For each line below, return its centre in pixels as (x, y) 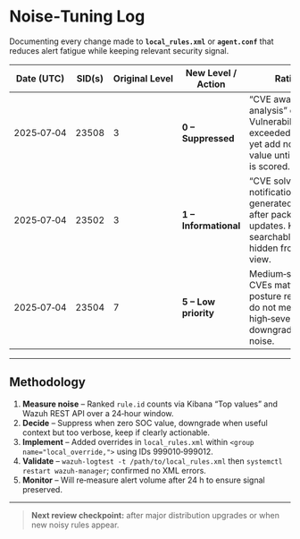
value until (271, 155)
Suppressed (208, 138)
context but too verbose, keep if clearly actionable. (116, 432)
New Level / (211, 73)
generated (271, 203)
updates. (267, 226)
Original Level (143, 78)
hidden (263, 248)
